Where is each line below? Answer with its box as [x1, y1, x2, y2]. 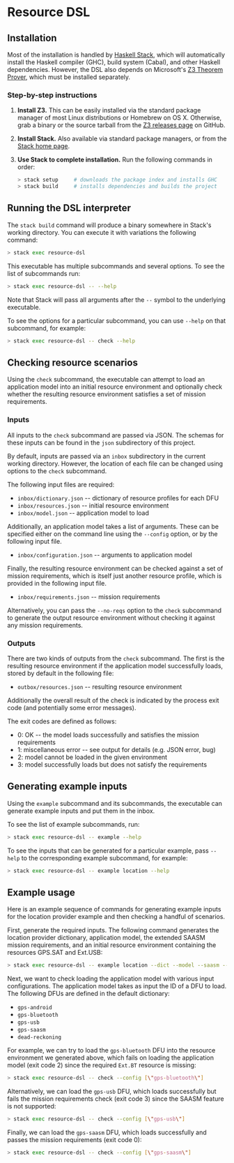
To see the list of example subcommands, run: [7, 820, 140, 828]
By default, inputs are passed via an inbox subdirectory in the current [7, 452, 206, 460]
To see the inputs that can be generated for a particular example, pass [7, 846, 209, 855]
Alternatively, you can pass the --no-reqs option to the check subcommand [7, 606, 221, 614]
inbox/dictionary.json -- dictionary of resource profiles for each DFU [17, 493, 219, 502]
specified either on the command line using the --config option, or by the [7, 529, 218, 538]
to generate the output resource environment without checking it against [7, 613, 216, 622]
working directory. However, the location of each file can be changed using [7, 459, 224, 468]
